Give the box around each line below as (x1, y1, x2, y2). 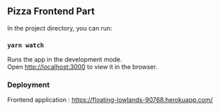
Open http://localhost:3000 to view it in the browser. (7, 62, 158, 71)
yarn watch (7, 41, 44, 49)
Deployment (7, 80, 50, 89)
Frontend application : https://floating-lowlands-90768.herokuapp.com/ (7, 96, 213, 104)
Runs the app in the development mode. (7, 55, 122, 64)
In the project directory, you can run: (7, 24, 112, 32)
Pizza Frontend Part (7, 6, 95, 17)
